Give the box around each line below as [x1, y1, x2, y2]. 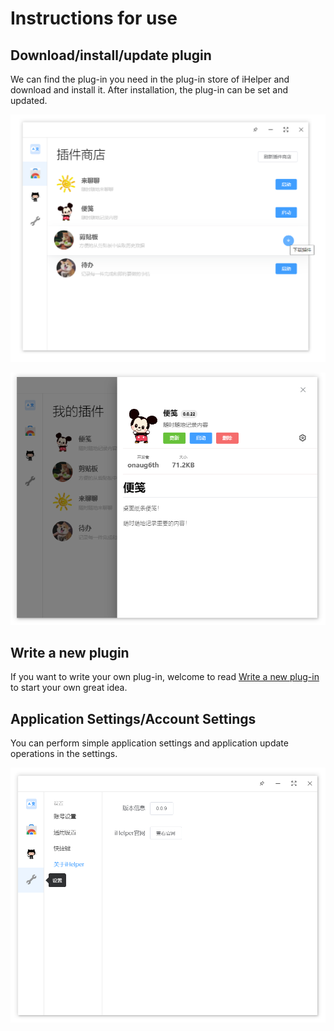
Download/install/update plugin [10, 47, 212, 64]
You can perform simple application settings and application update [10, 737, 289, 749]
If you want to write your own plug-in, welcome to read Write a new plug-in [10, 671, 320, 683]
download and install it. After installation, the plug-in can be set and [10, 84, 289, 96]
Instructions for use [10, 7, 178, 30]
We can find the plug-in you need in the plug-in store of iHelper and [10, 73, 290, 85]
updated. [10, 95, 48, 106]
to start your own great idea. [10, 682, 128, 694]
